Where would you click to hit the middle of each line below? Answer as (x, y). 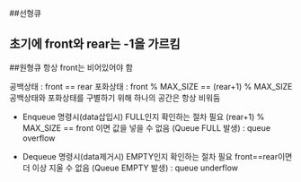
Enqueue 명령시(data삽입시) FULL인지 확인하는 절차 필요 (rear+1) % (143, 117)
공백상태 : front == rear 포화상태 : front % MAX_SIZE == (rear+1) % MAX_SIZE (151, 86)
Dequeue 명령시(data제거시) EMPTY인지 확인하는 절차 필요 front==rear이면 (157, 156)
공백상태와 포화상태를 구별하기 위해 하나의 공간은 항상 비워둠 (115, 98)
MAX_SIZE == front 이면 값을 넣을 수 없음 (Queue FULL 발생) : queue (146, 127)
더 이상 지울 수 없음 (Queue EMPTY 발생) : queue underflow (130, 168)
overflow (39, 138)
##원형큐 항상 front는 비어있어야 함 (71, 67)
